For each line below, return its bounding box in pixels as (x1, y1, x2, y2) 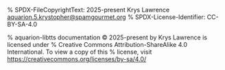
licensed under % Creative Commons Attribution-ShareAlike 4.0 (7, 41, 187, 48)
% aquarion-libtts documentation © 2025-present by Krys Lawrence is (7, 33, 208, 41)
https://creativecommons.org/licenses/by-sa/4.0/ (7, 55, 147, 63)
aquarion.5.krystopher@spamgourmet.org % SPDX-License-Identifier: (7, 13, 206, 21)
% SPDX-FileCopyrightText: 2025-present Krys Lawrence (7, 6, 170, 14)
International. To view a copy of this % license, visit (7, 48, 152, 56)
